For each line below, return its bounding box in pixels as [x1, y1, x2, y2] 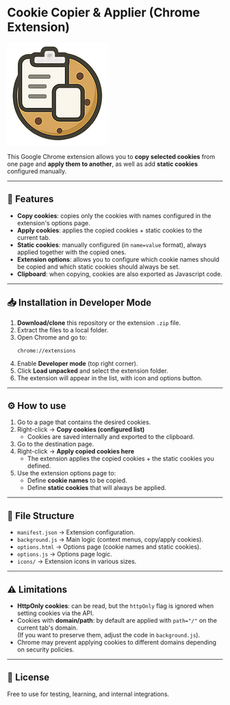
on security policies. [16, 645, 75, 654]
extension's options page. [16, 219, 90, 227]
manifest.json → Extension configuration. [16, 528, 136, 536]
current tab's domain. [16, 623, 78, 632]
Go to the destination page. [16, 440, 94, 448]
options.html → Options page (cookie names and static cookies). [16, 543, 202, 551]
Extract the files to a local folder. [16, 325, 109, 334]
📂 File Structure [7, 510, 75, 521]
